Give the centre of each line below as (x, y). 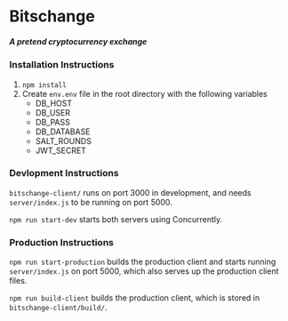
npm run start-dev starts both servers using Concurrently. (116, 219)
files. (18, 281)
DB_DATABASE (63, 132)
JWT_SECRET (61, 150)
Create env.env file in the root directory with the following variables (145, 93)
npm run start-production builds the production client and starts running (143, 262)
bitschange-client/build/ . (58, 308)
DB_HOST (54, 103)
